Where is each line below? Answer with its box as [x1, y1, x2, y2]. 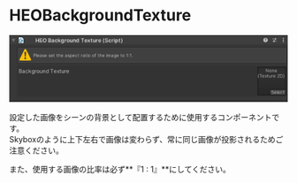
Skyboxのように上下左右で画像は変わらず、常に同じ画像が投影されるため [9, 133, 276, 144]
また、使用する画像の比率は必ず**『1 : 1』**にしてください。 [9, 164, 232, 174]
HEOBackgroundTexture [9, 5, 192, 26]
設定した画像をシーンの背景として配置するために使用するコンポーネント [9, 111, 272, 122]
